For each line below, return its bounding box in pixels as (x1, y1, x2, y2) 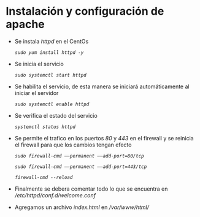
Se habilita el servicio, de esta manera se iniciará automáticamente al (14, 83, 190, 90)
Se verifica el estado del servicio (14, 112, 98, 119)
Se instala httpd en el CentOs (14, 37, 89, 45)
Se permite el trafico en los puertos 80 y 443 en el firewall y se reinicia (14, 134, 194, 142)
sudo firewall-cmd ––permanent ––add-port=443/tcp (14, 164, 147, 170)
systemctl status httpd (14, 124, 76, 130)
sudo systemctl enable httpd (14, 101, 90, 107)
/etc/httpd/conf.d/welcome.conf (14, 191, 96, 199)
